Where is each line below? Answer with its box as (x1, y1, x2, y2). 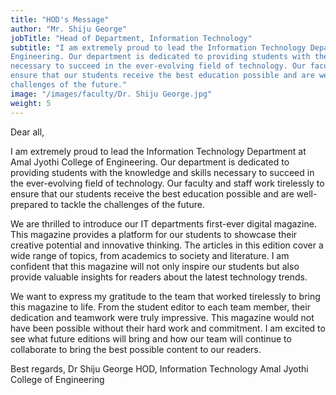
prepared (10, 198, 49, 210)
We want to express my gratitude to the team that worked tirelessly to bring (10, 290, 321, 302)
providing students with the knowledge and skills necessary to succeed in (10, 166, 315, 178)
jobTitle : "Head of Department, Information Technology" (10, 33, 253, 43)
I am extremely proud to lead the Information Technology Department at (10, 145, 307, 157)
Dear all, (10, 126, 45, 138)
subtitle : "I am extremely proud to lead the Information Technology (10, 42, 307, 53)
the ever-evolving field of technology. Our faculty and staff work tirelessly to (10, 177, 325, 189)
